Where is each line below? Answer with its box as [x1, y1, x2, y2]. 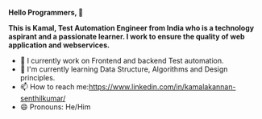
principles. [19, 73, 56, 82]
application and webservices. [8, 40, 110, 50]
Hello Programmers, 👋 [8, 8, 83, 17]
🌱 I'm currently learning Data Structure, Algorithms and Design [19, 64, 228, 74]
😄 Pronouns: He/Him [19, 102, 91, 112]
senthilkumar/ [19, 93, 66, 103]
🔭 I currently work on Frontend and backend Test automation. [19, 56, 224, 65]
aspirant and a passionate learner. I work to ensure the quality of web [8, 32, 245, 41]
